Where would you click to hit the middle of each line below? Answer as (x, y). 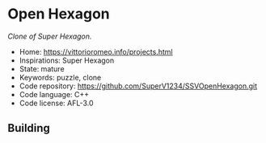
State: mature (42, 68)
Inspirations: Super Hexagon (67, 60)
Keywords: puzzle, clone (60, 77)
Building (29, 128)
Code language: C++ (54, 94)
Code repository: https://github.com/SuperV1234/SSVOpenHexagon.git (138, 86)
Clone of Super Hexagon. (50, 36)
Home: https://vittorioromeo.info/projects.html (96, 51)
